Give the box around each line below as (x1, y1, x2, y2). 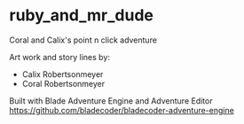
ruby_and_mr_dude (9, 5, 153, 26)
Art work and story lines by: (9, 51, 111, 62)
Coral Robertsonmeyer (21, 78, 105, 89)
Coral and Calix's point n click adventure (9, 35, 158, 45)
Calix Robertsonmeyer (21, 68, 104, 80)
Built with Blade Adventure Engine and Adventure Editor (9, 95, 213, 106)
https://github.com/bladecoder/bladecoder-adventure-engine (9, 105, 235, 115)
